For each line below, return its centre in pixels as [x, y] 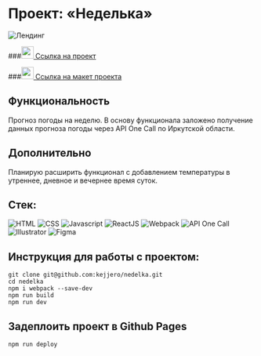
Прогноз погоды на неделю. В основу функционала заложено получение [130, 120]
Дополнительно [50, 153]
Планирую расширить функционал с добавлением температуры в [119, 172]
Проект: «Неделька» [80, 14]
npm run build [31, 296]
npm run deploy [33, 344]
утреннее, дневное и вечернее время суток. [83, 180]
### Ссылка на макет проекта [65, 76]
